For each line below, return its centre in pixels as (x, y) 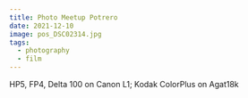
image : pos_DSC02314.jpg (56, 34)
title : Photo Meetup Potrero (64, 17)
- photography (43, 51)
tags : (19, 42)
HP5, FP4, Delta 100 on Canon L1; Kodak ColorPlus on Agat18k (124, 84)
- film (30, 59)
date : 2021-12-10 (42, 26)
